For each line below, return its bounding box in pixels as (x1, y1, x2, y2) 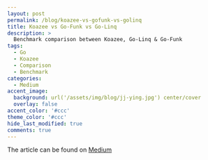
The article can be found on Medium (7, 145, 112, 154)
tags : (7, 42, 23, 49)
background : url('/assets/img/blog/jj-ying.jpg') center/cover (13, 95, 201, 102)
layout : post (7, 10, 45, 17)
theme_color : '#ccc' (7, 113, 68, 120)
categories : (7, 74, 42, 82)
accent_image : (7, 88, 49, 95)
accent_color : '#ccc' (7, 107, 70, 114)
